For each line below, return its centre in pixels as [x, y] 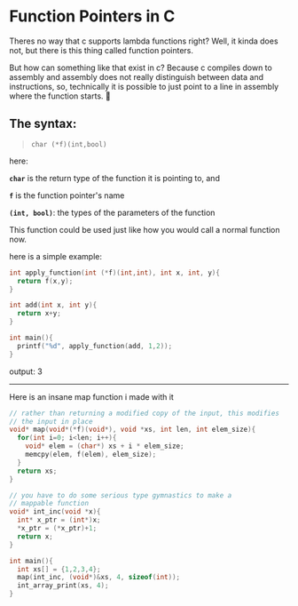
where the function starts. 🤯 [60, 96]
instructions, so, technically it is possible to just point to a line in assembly [144, 86]
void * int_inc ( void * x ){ [55, 512]
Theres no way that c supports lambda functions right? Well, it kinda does [144, 41]
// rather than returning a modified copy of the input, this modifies [144, 413]
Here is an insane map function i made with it [92, 396]
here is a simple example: [55, 256]
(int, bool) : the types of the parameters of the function [112, 212]
